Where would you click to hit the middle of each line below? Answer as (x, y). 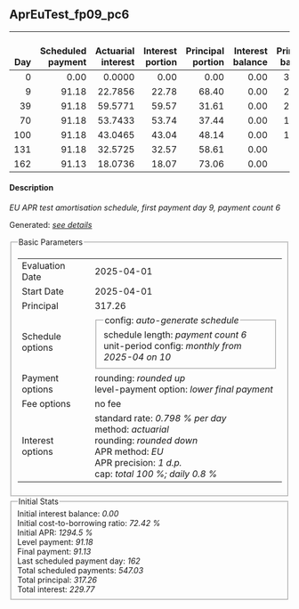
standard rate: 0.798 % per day (161, 418)
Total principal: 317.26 (57, 580)
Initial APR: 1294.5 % (55, 532)
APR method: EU (129, 451)
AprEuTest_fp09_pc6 (69, 15)
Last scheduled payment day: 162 (79, 561)
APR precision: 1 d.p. (138, 462)
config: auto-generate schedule (172, 320)
